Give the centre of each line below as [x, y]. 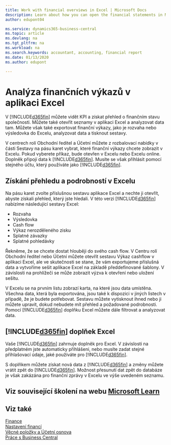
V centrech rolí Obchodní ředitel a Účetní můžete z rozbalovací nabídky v [82, 143]
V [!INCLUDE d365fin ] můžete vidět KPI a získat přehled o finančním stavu [83, 117]
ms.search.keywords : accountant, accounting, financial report [74, 52]
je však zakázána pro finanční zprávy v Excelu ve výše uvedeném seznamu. [85, 375]
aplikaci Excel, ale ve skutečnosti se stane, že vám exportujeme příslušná [82, 262]
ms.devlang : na [21, 38]
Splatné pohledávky [34, 241]
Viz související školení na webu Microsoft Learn [82, 392]
